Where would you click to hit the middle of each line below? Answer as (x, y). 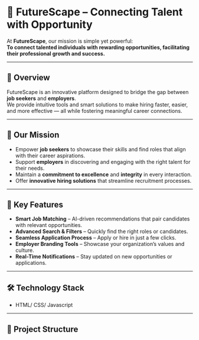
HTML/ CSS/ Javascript (44, 305)
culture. (25, 250)
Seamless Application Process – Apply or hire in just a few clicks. (96, 238)
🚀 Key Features (35, 204)
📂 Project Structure (43, 329)
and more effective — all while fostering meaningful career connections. (94, 111)
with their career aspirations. (50, 156)
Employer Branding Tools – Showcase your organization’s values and (100, 244)
